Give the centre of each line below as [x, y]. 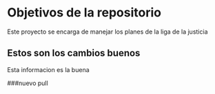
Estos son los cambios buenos [74, 53]
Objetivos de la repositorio [84, 13]
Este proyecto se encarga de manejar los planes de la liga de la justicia [107, 32]
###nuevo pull [28, 83]
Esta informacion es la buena [48, 69]
